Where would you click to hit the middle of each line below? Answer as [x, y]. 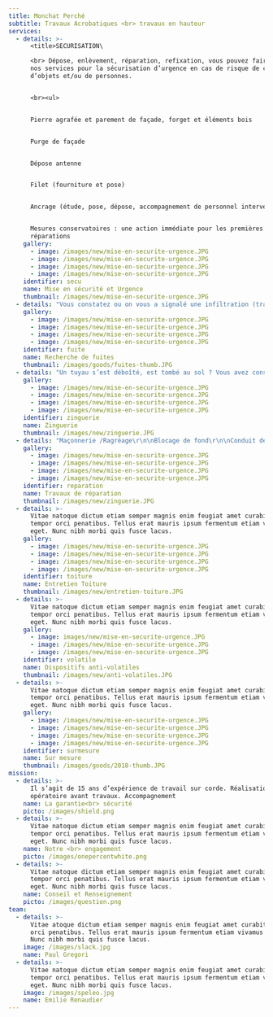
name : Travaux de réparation [72, 493]
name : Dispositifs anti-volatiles [81, 667]
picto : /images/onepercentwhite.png [85, 856]
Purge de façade [57, 142]
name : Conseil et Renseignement [78, 895]
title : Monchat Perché [47, 16]
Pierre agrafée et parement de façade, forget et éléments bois [141, 120]
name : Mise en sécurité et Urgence [83, 290]
